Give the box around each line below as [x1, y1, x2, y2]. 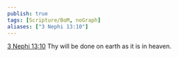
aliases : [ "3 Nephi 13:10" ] [7, 23, 89, 30]
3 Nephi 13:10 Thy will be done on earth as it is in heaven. [7, 42, 172, 51]
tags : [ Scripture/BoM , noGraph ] [7, 17, 101, 24]
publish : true [7, 10, 49, 17]
